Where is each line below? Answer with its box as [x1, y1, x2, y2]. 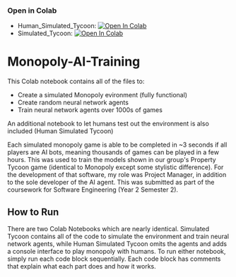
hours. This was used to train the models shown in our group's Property [7, 156, 217, 164]
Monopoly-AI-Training [7, 54, 141, 70]
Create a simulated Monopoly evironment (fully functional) [17, 91, 188, 99]
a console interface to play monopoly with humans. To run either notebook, [7, 247, 226, 256]
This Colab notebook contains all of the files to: [7, 77, 145, 86]
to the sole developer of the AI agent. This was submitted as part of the [7, 178, 215, 187]
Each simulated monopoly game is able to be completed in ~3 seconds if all [7, 140, 228, 149]
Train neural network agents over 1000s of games [17, 106, 163, 114]
